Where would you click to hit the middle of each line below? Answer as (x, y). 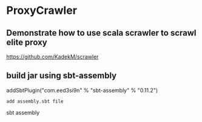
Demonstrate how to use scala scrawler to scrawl (101, 33)
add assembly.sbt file (35, 101)
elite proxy (27, 42)
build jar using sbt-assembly (62, 76)
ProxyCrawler (42, 11)
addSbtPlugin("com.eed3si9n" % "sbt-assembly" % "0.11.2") (82, 90)
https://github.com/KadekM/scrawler (52, 57)
